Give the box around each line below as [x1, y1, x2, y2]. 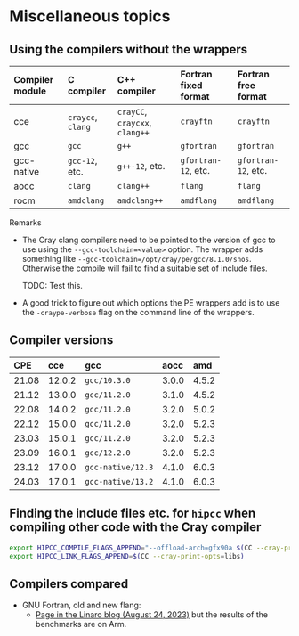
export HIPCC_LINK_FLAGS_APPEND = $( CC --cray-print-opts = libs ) [9, 551, 245, 560]
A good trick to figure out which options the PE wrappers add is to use [21, 298, 280, 308]
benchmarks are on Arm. [35, 619, 127, 630]
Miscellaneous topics [9, 6, 171, 27]
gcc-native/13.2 [84, 477, 154, 486]
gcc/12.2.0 [84, 447, 131, 458]
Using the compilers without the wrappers [9, 42, 248, 57]
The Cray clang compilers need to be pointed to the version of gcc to [21, 234, 276, 245]
